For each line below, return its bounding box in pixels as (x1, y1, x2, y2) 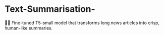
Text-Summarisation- (4, 3, 95, 15)
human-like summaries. (4, 25, 53, 31)
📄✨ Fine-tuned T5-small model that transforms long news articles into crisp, (4, 20, 160, 26)
